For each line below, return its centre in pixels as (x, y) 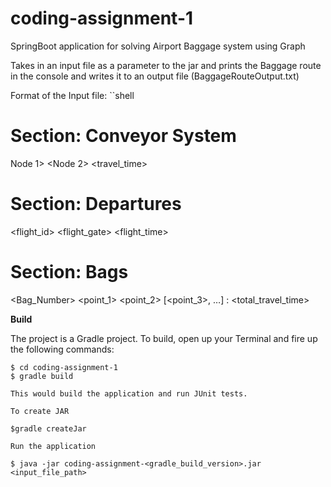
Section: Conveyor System (123, 136)
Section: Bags (69, 272)
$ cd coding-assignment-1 (64, 367)
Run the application (53, 446)
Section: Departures (96, 204)
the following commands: (62, 349)
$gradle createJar (48, 428)
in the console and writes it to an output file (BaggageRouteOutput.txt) (155, 76)
